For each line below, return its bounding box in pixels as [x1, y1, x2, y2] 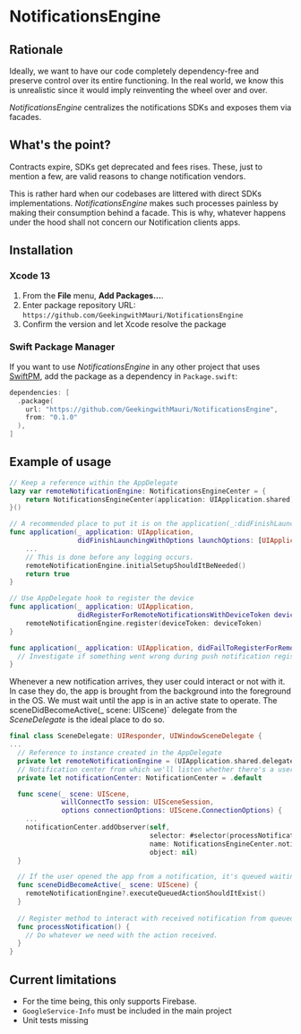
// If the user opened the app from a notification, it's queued [17, 872, 267, 882]
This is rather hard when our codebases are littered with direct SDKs [9, 188, 262, 199]
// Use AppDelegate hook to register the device [9, 594, 194, 603]
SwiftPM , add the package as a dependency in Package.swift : [9, 370, 238, 382]
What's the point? [9, 137, 112, 153]
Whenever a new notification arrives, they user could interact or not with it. [9, 676, 286, 687]
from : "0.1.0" [25, 413, 78, 422]
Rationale [9, 42, 64, 57]
